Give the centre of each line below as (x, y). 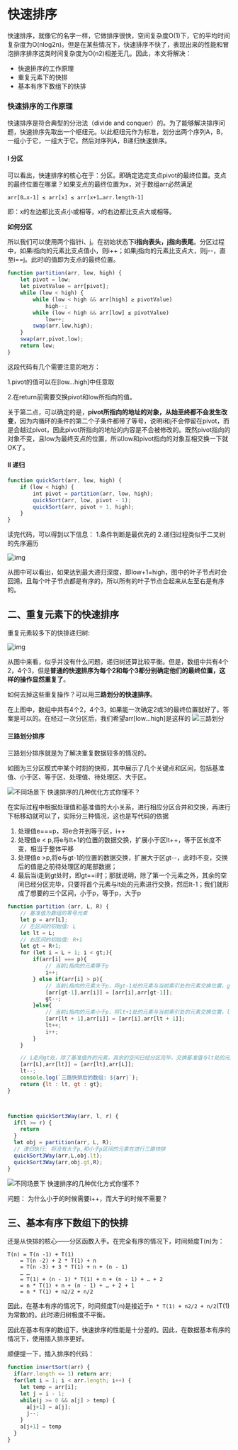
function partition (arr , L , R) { (58, 907)
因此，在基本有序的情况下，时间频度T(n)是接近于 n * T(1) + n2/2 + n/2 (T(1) (119, 1306)
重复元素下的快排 (42, 77)
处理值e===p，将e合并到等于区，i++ (72, 831)
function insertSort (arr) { (49, 1367)
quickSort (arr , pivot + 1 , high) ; (84, 507)
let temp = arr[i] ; (49, 1387)
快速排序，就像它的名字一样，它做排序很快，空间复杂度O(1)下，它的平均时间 (119, 35)
